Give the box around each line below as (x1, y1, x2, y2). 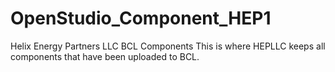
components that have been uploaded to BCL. (10, 50, 200, 62)
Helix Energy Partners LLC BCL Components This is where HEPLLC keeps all (10, 40, 326, 52)
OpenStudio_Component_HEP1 (10, 7, 272, 30)
